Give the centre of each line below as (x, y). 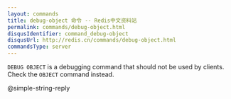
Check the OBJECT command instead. (61, 74)
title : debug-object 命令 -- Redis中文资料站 (72, 21)
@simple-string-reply (39, 88)
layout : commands (33, 14)
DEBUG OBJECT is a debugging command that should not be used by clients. (116, 67)
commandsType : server (39, 47)
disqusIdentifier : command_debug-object (68, 34)
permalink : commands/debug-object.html (66, 27)
